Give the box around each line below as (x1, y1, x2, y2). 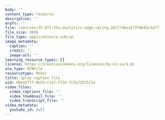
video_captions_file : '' (9, 89, 60, 94)
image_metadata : (5, 39, 38, 44)
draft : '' (5, 21, 26, 26)
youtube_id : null (9, 107, 45, 113)
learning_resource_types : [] (5, 57, 65, 62)
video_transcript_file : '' (9, 98, 65, 103)
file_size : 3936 (5, 30, 38, 35)
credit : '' (9, 48, 32, 53)
